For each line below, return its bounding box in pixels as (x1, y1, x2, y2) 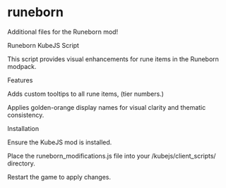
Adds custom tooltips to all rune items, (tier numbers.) (7, 89, 165, 98)
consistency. (7, 111, 44, 119)
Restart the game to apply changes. (7, 173, 112, 181)
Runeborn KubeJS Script (7, 41, 80, 49)
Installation (7, 124, 40, 132)
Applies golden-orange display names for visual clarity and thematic (7, 103, 206, 111)
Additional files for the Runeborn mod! (7, 27, 119, 36)
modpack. (7, 62, 37, 70)
